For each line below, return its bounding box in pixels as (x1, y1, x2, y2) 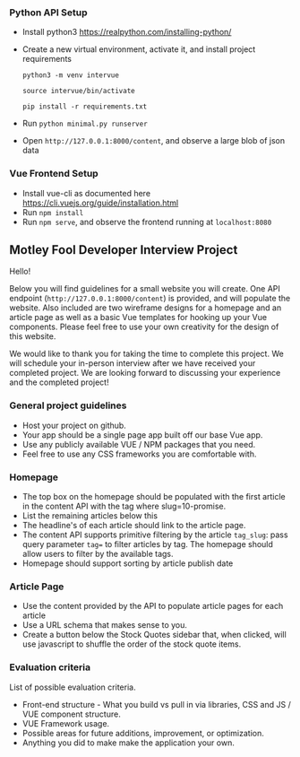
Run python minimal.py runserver (21, 118, 148, 129)
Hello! (9, 266, 31, 277)
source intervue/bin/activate (21, 87, 136, 96)
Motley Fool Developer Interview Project (9, 242, 238, 257)
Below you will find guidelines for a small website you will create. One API (9, 283, 280, 294)
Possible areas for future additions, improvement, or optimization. (21, 727, 264, 738)
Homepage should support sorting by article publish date (21, 558, 234, 569)
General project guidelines (9, 399, 127, 412)
